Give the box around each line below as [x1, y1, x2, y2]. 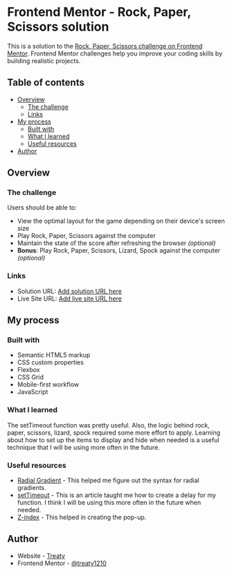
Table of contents [7, 77, 84, 89]
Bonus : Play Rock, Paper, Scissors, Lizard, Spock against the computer [17, 246, 220, 255]
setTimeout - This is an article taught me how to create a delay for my [17, 491, 217, 500]
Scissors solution [7, 19, 109, 35]
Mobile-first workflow [17, 380, 80, 389]
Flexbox [17, 366, 40, 374]
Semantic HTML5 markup [17, 351, 91, 360]
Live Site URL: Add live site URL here [17, 294, 123, 303]
